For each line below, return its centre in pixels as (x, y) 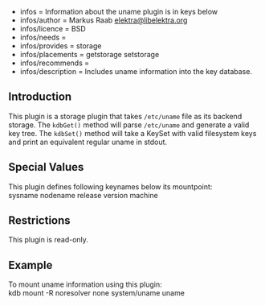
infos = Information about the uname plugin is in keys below (119, 12)
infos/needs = (43, 37)
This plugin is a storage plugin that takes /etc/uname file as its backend (125, 116)
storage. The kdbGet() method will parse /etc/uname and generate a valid (129, 125)
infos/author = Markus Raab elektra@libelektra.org (104, 20)
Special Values (46, 167)
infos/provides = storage (61, 46)
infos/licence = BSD (53, 29)
